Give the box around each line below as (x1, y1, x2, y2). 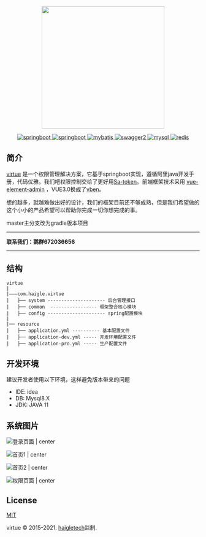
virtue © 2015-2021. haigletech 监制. (6, 524, 97, 531)
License (6, 495, 37, 505)
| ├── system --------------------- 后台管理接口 (6, 297, 136, 303)
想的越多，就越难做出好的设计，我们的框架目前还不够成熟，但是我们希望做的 (6, 198, 200, 206)
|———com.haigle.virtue (6, 291, 64, 297)
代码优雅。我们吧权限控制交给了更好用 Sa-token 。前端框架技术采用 (17, 178, 185, 185)
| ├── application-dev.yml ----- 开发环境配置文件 (6, 334, 137, 340)
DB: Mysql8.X (15, 395, 50, 402)
